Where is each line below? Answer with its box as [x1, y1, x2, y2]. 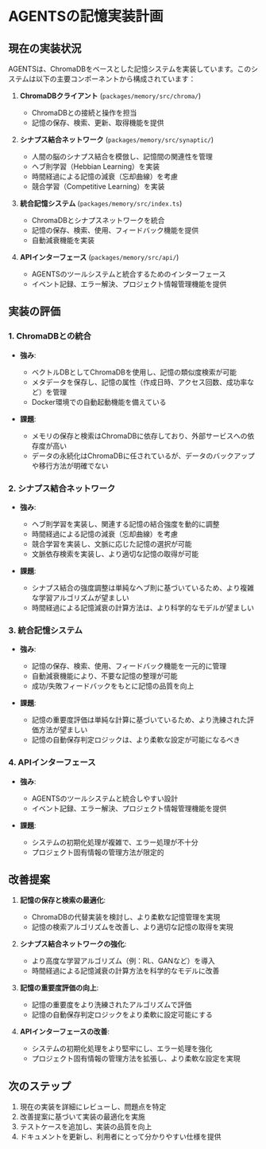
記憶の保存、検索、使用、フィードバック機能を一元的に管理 [31, 661, 227, 671]
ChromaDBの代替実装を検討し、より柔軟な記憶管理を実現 [31, 912, 221, 922]
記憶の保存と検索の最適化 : [19, 896, 106, 905]
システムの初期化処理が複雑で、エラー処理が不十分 [31, 837, 199, 847]
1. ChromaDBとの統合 [8, 331, 91, 342]
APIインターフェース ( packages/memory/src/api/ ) [19, 253, 179, 261]
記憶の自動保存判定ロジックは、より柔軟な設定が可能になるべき [31, 735, 241, 745]
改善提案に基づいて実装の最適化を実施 [19, 1112, 145, 1122]
